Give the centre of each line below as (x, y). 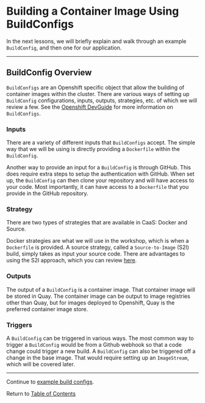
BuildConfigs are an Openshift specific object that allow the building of (95, 87)
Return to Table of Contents (41, 393)
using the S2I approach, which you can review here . (72, 261)
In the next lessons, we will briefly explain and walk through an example (96, 41)
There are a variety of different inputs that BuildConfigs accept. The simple (101, 142)
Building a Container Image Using (93, 11)
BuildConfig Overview (49, 72)
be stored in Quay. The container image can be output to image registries (98, 296)
